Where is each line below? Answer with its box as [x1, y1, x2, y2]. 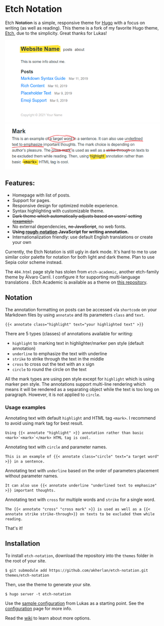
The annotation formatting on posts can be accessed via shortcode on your [5, 306, 157, 312]
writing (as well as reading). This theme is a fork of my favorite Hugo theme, [5, 25, 159, 31]
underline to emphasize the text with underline [12, 351, 107, 357]
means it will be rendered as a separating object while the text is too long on [5, 386, 160, 392]
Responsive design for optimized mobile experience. [12, 202, 119, 208]
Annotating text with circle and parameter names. [5, 444, 107, 450]
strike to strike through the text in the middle [12, 356, 104, 362]
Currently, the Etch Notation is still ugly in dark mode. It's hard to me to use [5, 249, 157, 255]
